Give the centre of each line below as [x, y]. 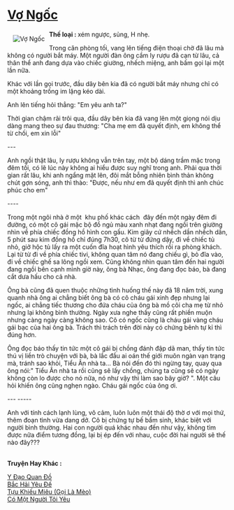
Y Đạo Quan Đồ [30, 476]
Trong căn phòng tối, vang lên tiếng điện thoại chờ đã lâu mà [136, 48]
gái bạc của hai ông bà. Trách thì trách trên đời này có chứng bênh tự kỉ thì [115, 327]
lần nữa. [19, 70]
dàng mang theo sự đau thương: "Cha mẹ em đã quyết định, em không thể [114, 125]
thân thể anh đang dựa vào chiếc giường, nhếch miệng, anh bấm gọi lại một [116, 62]
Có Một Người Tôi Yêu [39, 499]
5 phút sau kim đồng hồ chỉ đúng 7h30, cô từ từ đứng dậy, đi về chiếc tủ [111, 239]
